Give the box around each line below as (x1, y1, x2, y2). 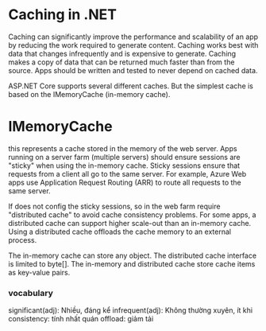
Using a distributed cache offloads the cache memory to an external (8, 227, 232, 236)
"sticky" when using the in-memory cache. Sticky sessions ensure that (8, 161, 241, 170)
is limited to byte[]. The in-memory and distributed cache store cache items (8, 259, 256, 268)
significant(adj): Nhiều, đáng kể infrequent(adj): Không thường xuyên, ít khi (8, 306, 253, 315)
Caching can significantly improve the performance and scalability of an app (8, 32, 259, 41)
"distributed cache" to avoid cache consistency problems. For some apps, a (8, 209, 256, 220)
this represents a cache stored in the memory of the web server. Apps (8, 143, 237, 153)
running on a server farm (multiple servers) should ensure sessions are (8, 152, 241, 162)
